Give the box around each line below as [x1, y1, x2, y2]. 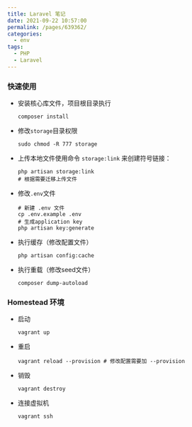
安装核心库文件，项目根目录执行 [17, 99, 111, 107]
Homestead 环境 [7, 297, 65, 307]
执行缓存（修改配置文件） [17, 238, 93, 247]
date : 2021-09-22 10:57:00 [7, 17, 87, 24]
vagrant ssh [17, 413, 53, 420]
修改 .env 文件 [17, 189, 56, 198]
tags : [7, 43, 23, 50]
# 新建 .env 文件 [17, 205, 65, 212]
